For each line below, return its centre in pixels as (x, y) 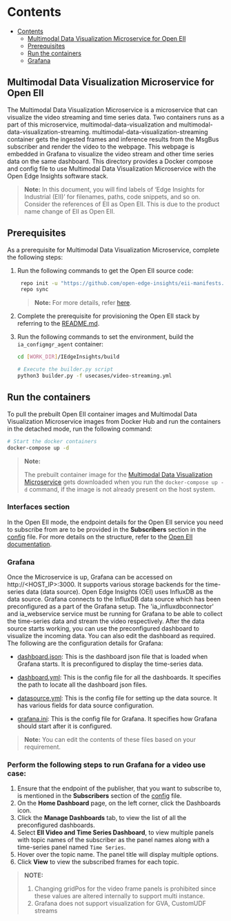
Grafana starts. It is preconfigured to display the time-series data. (110, 664)
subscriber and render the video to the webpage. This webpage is (101, 147)
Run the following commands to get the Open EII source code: (105, 270)
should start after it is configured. (64, 726)
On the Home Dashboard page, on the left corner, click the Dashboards (119, 803)
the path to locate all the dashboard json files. (82, 685)
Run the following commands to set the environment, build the (106, 337)
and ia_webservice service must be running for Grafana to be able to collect (115, 614)
